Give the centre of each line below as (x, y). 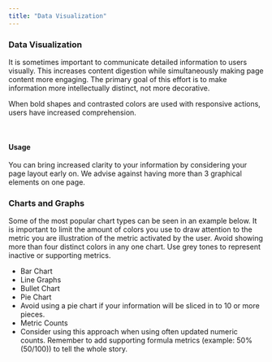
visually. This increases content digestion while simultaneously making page (136, 71)
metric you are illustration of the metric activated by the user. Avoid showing (136, 238)
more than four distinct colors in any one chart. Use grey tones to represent (135, 247)
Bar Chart (36, 271)
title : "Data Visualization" (58, 16)
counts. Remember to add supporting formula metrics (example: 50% (136, 340)
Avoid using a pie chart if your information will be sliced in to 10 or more (140, 306)
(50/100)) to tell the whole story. (74, 349)
